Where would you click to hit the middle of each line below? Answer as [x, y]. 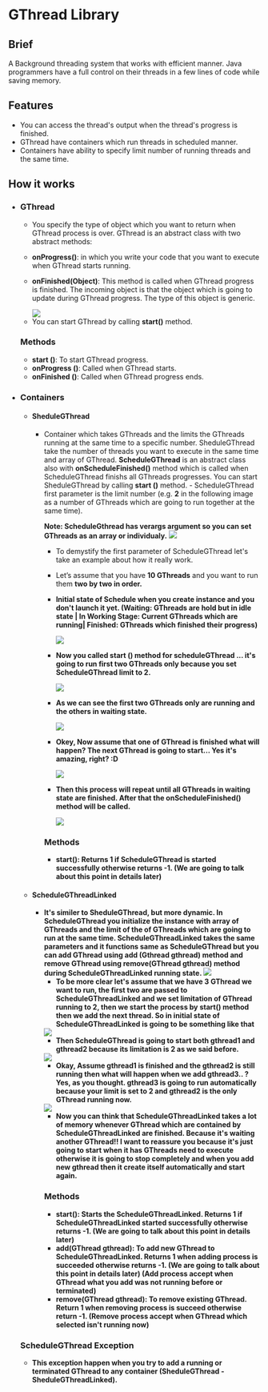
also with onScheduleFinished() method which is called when [146, 468]
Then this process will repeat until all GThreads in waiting [153, 789]
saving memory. [35, 80]
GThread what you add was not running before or [139, 1282]
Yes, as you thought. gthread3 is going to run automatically [156, 1083]
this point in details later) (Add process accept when [144, 1274]
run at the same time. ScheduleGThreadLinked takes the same [149, 938]
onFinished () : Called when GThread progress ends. [118, 376]
